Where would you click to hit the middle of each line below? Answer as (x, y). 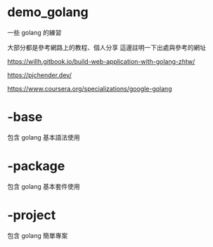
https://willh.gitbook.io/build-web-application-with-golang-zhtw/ (101, 61)
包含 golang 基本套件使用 (44, 186)
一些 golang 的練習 (34, 32)
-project (32, 215)
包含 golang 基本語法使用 (44, 137)
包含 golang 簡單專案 (38, 235)
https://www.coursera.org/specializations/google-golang (90, 88)
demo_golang (48, 12)
